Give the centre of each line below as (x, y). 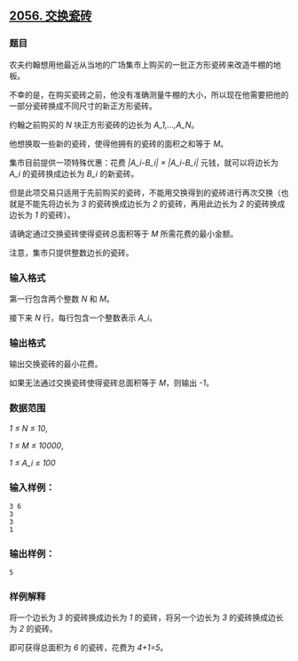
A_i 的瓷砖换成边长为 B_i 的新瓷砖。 (74, 173)
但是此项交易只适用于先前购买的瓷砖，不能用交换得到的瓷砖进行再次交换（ (145, 192)
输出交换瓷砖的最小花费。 (56, 364)
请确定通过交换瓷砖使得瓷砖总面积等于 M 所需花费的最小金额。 (124, 233)
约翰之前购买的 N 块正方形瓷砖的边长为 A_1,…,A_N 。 (104, 125)
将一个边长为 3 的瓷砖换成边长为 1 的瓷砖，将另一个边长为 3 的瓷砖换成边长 (146, 617)
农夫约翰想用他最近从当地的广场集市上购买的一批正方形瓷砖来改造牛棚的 (141, 64)
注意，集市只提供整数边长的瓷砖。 (71, 253)
